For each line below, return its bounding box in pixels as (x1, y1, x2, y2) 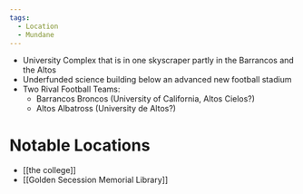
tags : (9, 13, 30, 23)
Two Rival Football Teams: (22, 83, 121, 95)
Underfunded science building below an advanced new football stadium (22, 74, 292, 85)
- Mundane (17, 30, 54, 39)
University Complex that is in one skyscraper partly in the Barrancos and (22, 55, 295, 66)
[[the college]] (22, 165, 77, 176)
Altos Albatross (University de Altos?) (35, 103, 177, 114)
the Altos (22, 64, 57, 75)
